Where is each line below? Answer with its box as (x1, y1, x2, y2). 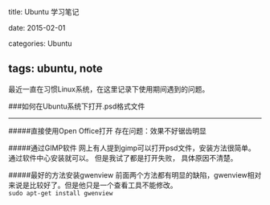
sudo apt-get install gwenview (8, 189, 113, 197)
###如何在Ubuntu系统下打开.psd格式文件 (8, 101, 145, 111)
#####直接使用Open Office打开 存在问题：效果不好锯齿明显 (8, 125, 207, 135)
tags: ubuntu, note (8, 62, 103, 76)
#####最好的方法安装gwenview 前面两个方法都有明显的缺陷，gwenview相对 (8, 170, 262, 179)
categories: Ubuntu (8, 39, 72, 48)
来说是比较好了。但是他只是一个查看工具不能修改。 (8, 180, 178, 190)
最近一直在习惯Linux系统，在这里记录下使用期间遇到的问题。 (8, 84, 210, 94)
